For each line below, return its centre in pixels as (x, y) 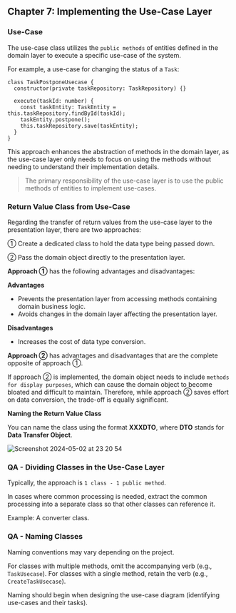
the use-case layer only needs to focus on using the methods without (109, 159)
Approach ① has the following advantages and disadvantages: (101, 271)
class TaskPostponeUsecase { (51, 82)
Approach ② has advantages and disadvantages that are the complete (113, 355)
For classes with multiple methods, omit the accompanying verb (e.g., (110, 566)
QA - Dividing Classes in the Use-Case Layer (86, 467)
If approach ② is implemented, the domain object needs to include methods (118, 377)
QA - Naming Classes (45, 537)
